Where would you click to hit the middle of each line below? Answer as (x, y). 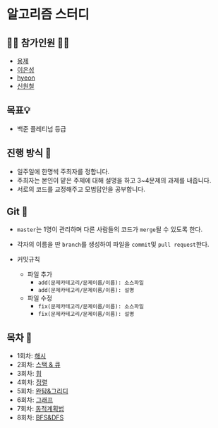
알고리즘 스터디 (48, 14)
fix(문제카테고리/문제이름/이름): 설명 (86, 314)
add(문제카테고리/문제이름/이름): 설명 (86, 291)
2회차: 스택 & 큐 (38, 365)
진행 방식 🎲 (29, 153)
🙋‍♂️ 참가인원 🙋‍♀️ (38, 43)
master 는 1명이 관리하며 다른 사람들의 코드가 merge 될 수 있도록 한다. (109, 229)
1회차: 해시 (31, 356)
